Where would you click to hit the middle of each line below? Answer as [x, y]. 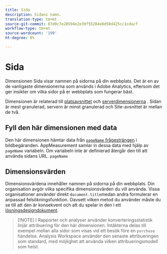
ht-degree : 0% [20, 38]
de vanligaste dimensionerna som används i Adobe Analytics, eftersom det [82, 86]
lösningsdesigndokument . [32, 210]
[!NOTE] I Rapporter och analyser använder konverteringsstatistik [85, 220]
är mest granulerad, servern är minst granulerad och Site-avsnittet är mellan [84, 106]
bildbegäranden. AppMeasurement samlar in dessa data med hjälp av [77, 145]
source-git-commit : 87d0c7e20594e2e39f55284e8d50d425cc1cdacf [71, 24]
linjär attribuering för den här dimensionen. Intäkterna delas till [82, 225]
